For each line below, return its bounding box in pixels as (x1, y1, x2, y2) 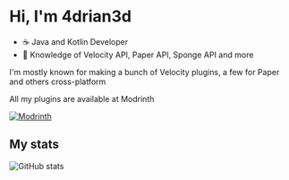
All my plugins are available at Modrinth (9, 93, 155, 104)
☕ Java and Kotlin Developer (21, 36, 128, 47)
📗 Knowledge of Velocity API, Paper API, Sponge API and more (21, 49, 254, 60)
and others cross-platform (9, 76, 106, 87)
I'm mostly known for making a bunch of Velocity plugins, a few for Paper (9, 66, 280, 77)
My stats (9, 137, 60, 152)
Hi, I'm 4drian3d (9, 6, 132, 27)
